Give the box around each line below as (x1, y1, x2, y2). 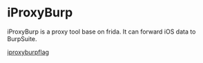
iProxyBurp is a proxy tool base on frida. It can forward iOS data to (7, 27, 196, 36)
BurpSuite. (7, 34, 37, 42)
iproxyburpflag (7, 48, 50, 56)
